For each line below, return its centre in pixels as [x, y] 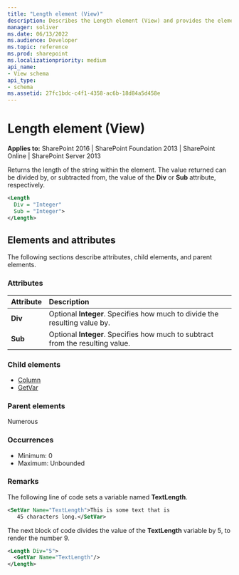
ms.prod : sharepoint [38, 54]
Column [29, 380]
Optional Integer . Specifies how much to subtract [131, 334]
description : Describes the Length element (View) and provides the [111, 21]
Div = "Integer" [38, 204]
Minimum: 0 [35, 455]
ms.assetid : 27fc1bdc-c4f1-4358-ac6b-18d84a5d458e [84, 93]
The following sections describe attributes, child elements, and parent [110, 257]
